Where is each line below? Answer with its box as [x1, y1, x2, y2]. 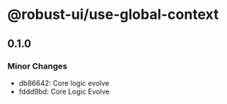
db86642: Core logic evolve [18, 78, 110, 87]
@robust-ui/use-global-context [7, 6, 219, 24]
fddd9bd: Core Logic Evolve [18, 87, 110, 96]
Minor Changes [7, 61, 68, 72]
